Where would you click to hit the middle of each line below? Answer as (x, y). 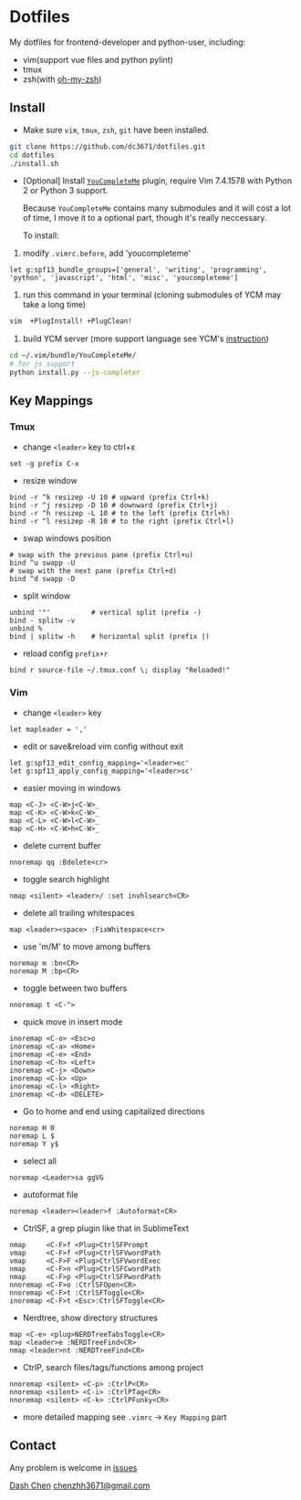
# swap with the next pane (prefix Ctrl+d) (93, 571)
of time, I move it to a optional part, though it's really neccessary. (145, 218)
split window (47, 596)
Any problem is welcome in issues (73, 1467)
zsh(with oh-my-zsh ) (62, 78)
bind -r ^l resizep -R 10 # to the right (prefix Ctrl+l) (122, 521)
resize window (50, 480)
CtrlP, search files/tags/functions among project (113, 1367)
